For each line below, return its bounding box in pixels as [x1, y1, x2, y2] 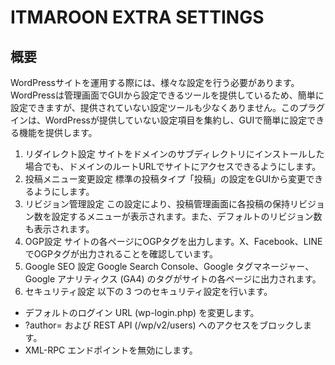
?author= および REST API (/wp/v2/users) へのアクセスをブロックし [24, 319, 303, 331]
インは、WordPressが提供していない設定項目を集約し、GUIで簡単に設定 [10, 114, 308, 126]
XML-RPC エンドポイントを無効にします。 [24, 344, 198, 356]
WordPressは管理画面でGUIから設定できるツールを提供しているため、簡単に [10, 89, 325, 101]
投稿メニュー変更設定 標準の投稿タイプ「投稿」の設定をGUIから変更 [24, 173, 307, 185]
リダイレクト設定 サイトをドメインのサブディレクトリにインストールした [24, 148, 325, 160]
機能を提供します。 [18, 127, 98, 138]
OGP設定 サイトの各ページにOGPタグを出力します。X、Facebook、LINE [24, 236, 323, 247]
